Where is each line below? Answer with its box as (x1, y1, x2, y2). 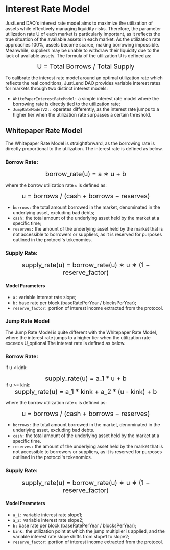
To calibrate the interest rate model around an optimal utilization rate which (5, 75, 163, 81)
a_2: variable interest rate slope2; (12, 517, 84, 523)
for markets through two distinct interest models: (5, 85, 108, 91)
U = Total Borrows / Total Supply (37, 62, 135, 71)
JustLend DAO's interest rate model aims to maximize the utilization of (5, 20, 153, 26)
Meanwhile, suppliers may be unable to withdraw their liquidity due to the (5, 47, 160, 53)
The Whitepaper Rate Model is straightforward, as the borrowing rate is (5, 140, 155, 146)
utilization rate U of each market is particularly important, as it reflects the (5, 31, 161, 37)
